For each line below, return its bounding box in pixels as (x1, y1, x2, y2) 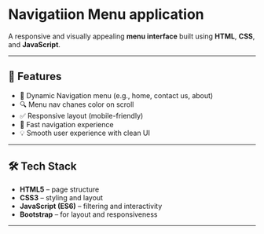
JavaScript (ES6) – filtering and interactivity (19, 201, 163, 210)
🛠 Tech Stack (8, 159, 77, 174)
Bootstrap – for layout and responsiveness (19, 210, 158, 219)
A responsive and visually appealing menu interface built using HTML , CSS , (8, 31, 255, 41)
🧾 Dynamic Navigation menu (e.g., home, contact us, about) (19, 90, 214, 100)
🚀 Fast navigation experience (19, 119, 114, 129)
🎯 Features (8, 70, 62, 83)
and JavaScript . (8, 39, 61, 49)
